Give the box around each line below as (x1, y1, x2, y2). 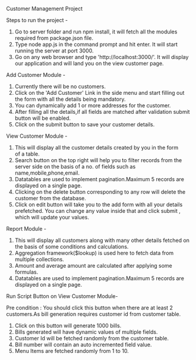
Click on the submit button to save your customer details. (14, 121, 155, 128)
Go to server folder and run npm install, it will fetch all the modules (14, 28, 178, 35)
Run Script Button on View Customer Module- (6, 293, 118, 300)
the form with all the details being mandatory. (14, 95, 126, 103)
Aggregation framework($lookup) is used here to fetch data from (14, 250, 174, 256)
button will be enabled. (14, 114, 71, 122)
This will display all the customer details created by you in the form (14, 144, 179, 151)
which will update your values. (14, 214, 89, 221)
